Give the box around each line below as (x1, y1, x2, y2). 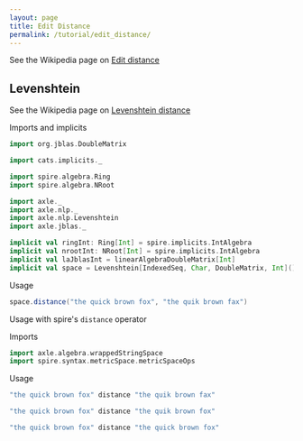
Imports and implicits (9, 123, 87, 133)
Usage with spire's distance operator (9, 313, 147, 325)
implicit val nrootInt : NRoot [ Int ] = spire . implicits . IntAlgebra (9, 247, 260, 256)
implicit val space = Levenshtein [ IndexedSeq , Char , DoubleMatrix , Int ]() (9, 263, 297, 272)
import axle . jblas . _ (9, 222, 87, 231)
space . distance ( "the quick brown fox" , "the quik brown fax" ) (9, 297, 248, 307)
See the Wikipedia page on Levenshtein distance (9, 105, 191, 115)
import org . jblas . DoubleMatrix (9, 140, 127, 149)
